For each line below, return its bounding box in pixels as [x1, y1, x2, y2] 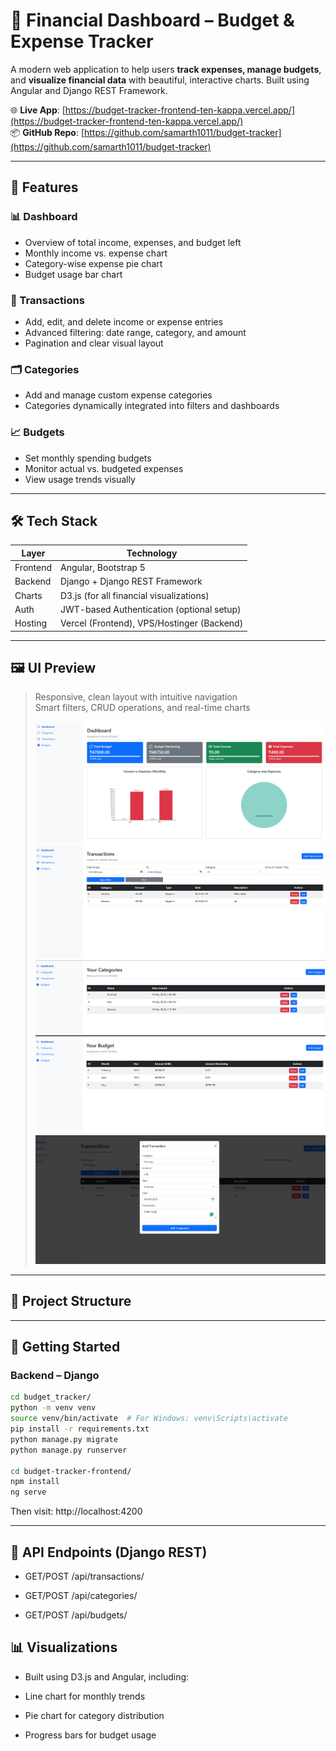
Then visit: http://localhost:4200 [10, 1505, 143, 1518]
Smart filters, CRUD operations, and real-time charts [34, 702, 251, 714]
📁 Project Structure [10, 1293, 132, 1310]
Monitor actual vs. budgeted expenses [24, 462, 184, 474]
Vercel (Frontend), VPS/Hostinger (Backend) [60, 617, 244, 629]
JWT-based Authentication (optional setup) [60, 603, 242, 615]
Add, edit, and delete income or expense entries [24, 315, 224, 328]
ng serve [10, 1487, 47, 1498]
